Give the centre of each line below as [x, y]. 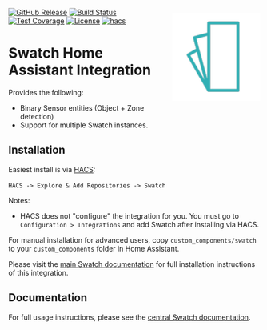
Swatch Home [56, 53]
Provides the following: [46, 92]
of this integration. [38, 272]
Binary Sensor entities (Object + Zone [82, 107]
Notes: [19, 200]
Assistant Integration [80, 70]
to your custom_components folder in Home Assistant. [94, 248]
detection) [37, 116]
